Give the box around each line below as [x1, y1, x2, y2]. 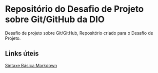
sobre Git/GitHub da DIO [5, 14, 105, 25]
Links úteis [5, 49, 39, 58]
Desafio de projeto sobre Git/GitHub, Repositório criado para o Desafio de [5, 30, 154, 36]
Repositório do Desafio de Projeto [5, 3, 144, 15]
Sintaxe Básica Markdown [5, 62, 58, 68]
